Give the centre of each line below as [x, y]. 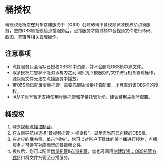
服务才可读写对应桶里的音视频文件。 [49, 145]
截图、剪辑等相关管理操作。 [33, 37]
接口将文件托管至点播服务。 [44, 157]
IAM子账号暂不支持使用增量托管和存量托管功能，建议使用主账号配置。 [82, 97]
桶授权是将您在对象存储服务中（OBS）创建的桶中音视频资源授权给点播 [76, 24]
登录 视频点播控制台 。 [33, 127]
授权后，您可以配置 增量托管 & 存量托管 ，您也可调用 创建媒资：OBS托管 [82, 151]
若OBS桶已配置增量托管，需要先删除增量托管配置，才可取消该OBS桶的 [83, 85]
